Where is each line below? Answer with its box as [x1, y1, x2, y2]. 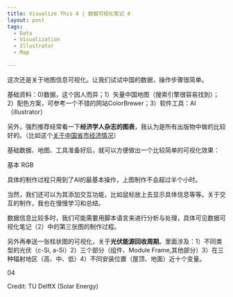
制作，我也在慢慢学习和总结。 [19, 199, 105, 207]
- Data [13, 29, 33, 37]
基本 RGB [7, 161, 34, 169]
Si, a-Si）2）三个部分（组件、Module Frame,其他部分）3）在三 [44, 246, 224, 254]
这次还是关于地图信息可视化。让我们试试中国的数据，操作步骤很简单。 [7, 75, 208, 83]
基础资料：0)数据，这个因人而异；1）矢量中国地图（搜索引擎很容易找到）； [7, 90, 220, 98]
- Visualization [13, 36, 60, 43]
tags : [7, 23, 23, 30]
